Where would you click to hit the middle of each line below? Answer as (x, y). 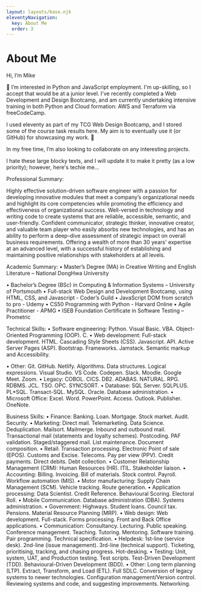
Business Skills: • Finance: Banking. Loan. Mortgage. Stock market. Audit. (98, 417)
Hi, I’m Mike (21, 76)
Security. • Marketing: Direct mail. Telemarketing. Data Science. (85, 423)
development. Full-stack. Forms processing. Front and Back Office (89, 519)
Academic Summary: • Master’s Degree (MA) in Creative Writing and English (101, 267)
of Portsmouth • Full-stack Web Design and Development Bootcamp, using (99, 292)
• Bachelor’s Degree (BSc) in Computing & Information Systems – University (100, 285)
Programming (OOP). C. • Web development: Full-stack (98, 335)
